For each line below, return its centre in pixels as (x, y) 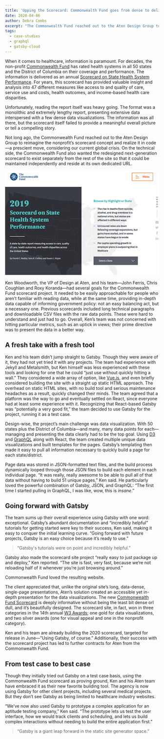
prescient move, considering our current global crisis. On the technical (84, 148)
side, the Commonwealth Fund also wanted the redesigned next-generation (81, 153)
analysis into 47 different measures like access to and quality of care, (75, 87)
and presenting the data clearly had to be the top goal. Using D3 (91, 434)
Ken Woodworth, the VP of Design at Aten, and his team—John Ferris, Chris (81, 282)
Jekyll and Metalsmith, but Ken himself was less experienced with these (77, 367)
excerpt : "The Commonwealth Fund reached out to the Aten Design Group (79, 26)
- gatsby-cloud (25, 47)
